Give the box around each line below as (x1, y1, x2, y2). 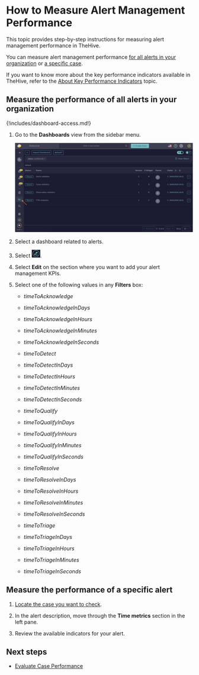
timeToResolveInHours (23, 487, 79, 495)
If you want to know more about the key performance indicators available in (6, 71, 191, 78)
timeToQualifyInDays (23, 418, 75, 426)
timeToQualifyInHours (23, 430, 77, 437)
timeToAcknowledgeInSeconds (23, 338, 99, 345)
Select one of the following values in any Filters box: (14, 281, 143, 288)
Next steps (6, 647, 47, 657)
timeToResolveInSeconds (23, 510, 85, 518)
